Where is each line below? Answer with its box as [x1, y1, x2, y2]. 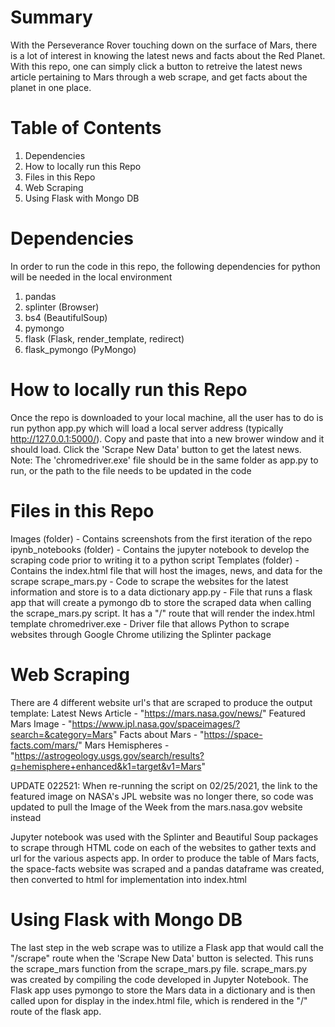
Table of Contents [10, 117, 162, 140]
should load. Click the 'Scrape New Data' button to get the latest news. [10, 443, 302, 455]
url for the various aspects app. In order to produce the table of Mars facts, [10, 852, 320, 864]
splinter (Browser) [24, 301, 100, 313]
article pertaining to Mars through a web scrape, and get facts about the [10, 71, 308, 83]
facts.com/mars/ [10, 739, 79, 751]
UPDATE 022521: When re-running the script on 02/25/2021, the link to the [10, 779, 318, 791]
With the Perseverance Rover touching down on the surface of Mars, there [10, 39, 318, 51]
